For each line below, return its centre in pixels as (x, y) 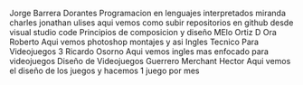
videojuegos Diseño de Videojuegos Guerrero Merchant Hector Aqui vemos (150, 61)
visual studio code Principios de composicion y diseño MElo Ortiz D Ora (143, 32)
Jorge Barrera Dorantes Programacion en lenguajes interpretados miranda (148, 13)
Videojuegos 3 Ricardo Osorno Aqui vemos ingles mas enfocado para (139, 52)
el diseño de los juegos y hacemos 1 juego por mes (104, 71)
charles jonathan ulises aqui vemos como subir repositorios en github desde (151, 23)
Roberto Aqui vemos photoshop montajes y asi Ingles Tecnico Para (134, 42)
